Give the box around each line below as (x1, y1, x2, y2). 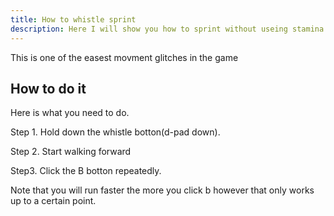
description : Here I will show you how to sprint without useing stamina (10, 24, 325, 34)
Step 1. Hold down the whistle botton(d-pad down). (10, 126, 221, 138)
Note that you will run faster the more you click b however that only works (10, 184, 315, 196)
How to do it (10, 80, 87, 97)
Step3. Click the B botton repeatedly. (10, 165, 162, 177)
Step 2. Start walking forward (10, 146, 132, 158)
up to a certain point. (10, 195, 97, 207)
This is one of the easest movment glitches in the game (10, 51, 239, 63)
